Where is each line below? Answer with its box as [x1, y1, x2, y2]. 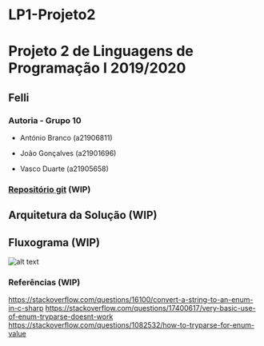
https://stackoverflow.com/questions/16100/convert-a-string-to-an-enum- [8, 295, 254, 304]
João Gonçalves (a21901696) [19, 149, 117, 158]
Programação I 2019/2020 [8, 59, 186, 78]
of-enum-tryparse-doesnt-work [8, 312, 114, 321]
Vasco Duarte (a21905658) [19, 164, 110, 173]
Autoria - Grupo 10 [8, 114, 82, 125]
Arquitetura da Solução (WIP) [8, 209, 158, 222]
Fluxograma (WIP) [8, 236, 100, 249]
